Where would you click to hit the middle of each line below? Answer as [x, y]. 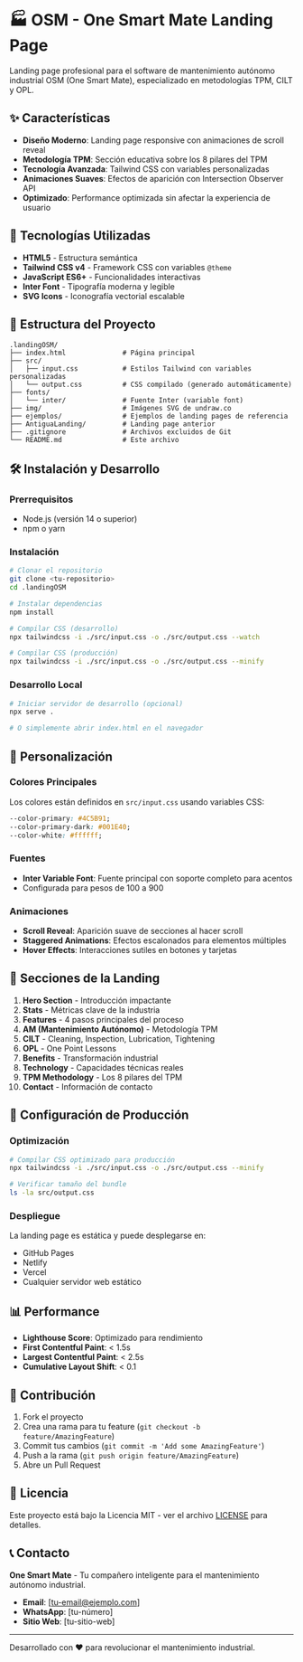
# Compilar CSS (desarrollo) [64, 628]
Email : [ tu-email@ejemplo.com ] [81, 1602]
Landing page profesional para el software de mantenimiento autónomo [142, 71]
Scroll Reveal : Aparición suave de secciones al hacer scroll [133, 931]
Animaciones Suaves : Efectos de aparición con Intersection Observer [153, 178]
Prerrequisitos [41, 499]
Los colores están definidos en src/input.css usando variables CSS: [137, 802]
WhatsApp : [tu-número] [68, 1611]
